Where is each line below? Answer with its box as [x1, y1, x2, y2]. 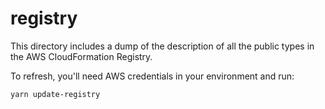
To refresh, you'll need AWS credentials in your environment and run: [10, 70, 295, 82]
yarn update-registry [10, 89, 101, 99]
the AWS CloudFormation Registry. [10, 50, 153, 62]
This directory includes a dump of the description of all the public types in [10, 40, 315, 52]
